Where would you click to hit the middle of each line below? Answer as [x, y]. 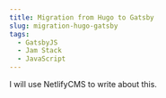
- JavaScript [42, 59]
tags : [19, 34]
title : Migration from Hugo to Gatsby [82, 17]
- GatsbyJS [38, 42]
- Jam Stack [40, 51]
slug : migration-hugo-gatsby [64, 26]
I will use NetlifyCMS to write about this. [83, 84]
